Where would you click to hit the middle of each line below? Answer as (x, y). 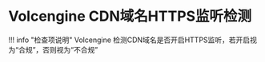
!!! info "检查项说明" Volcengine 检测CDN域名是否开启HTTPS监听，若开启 (129, 40)
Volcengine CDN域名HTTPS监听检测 (130, 16)
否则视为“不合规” (70, 49)
